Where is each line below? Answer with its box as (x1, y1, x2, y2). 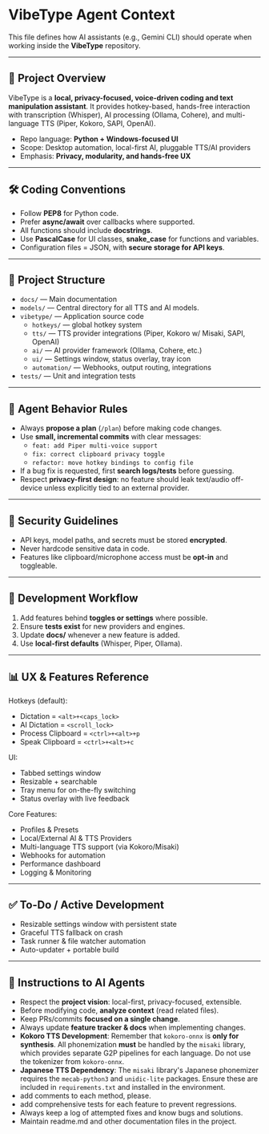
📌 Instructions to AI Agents (8, 976, 146, 989)
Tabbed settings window (19, 768, 102, 777)
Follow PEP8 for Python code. (19, 208, 118, 218)
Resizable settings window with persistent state (19, 920, 178, 929)
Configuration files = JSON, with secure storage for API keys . (19, 243, 225, 252)
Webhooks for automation (19, 850, 106, 860)
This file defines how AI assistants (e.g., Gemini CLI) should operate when (8, 32, 252, 42)
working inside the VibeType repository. (8, 40, 141, 50)
